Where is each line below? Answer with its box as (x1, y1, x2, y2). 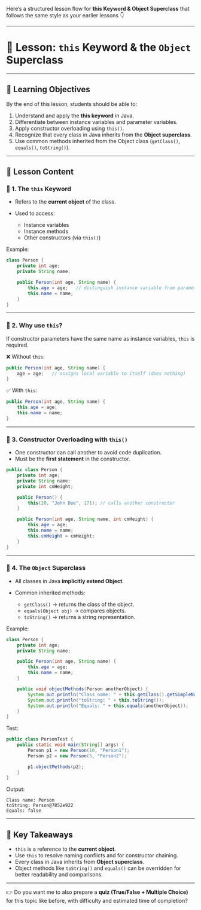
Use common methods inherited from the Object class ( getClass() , (14, 137, 181, 144)
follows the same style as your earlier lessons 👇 (6, 12, 124, 19)
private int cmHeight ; (17, 483, 74, 490)
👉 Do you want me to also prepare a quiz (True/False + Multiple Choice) (6, 888, 188, 896)
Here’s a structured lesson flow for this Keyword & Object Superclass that (6, 5, 190, 12)
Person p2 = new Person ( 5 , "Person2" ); (28, 753, 127, 759)
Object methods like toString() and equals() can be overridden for (14, 864, 181, 872)
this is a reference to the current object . (14, 845, 116, 853)
